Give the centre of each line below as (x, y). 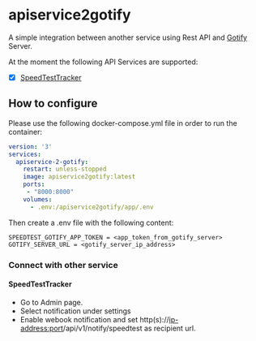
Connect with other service (64, 265)
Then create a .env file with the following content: (91, 222)
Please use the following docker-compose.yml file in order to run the (123, 123)
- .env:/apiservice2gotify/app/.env (92, 207)
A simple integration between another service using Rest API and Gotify (128, 37)
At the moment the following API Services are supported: (103, 62)
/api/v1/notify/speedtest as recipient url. (129, 328)
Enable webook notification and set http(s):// (94, 319)
